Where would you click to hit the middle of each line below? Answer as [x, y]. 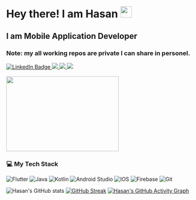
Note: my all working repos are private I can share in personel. [98, 53]
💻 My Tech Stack [32, 163]
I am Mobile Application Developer [72, 36]
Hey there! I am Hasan [62, 14]
